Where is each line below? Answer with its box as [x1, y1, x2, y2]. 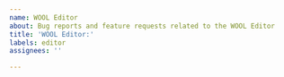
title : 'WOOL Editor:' [9, 30, 94, 38]
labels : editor [9, 38, 67, 47]
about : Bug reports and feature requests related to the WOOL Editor [9, 21, 276, 30]
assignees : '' [9, 47, 63, 56]
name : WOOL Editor [9, 13, 78, 22]
